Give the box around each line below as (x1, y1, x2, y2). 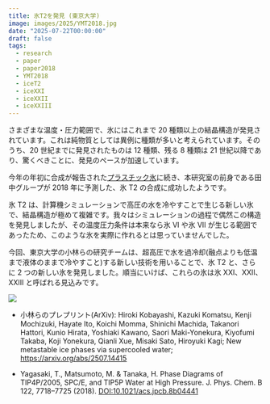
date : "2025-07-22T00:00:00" (8, 27, 106, 35)
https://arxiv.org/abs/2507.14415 (19, 353, 127, 364)
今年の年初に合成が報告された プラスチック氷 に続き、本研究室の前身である (8, 173, 255, 183)
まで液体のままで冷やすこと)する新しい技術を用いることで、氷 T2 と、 (8, 258, 243, 267)
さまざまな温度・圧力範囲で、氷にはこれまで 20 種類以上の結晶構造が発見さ (8, 125, 261, 135)
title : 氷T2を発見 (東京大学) (8, 11, 101, 20)
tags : (8, 42, 27, 50)
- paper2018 (15, 65, 56, 73)
